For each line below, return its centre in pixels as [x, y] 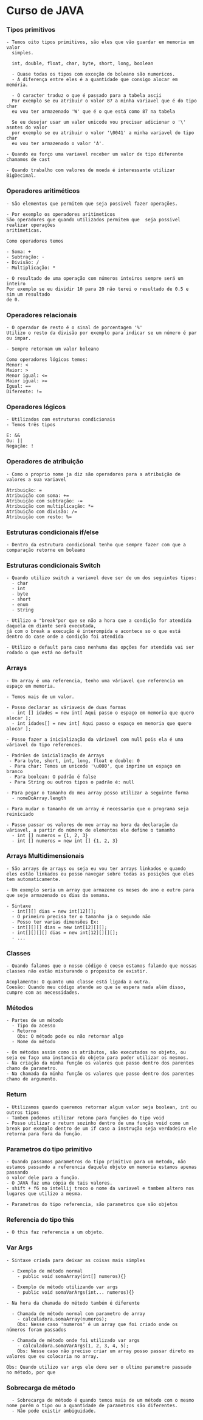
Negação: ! [20, 446]
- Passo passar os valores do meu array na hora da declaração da [92, 825]
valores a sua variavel [36, 479]
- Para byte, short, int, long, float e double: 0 [74, 761]
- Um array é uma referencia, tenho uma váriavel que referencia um [95, 680]
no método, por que [31, 1372]
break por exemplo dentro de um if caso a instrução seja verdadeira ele [102, 1129]
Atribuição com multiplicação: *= [50, 506]
